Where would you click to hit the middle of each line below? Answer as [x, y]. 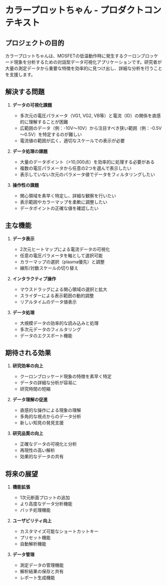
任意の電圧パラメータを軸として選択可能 [61, 255]
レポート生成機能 [37, 578]
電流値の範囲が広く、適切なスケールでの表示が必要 [72, 140]
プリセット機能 [35, 538]
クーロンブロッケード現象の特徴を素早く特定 [66, 377]
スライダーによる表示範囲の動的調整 [57, 296]
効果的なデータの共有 [42, 457]
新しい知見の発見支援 [42, 423]
